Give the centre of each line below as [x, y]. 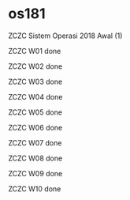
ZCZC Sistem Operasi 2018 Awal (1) [65, 36]
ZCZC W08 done [35, 158]
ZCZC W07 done [35, 142]
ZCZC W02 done [35, 66]
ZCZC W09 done [35, 173]
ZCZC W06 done [35, 127]
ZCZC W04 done [35, 96]
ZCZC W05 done [35, 112]
